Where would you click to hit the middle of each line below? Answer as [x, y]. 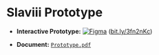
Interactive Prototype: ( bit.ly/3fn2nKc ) [84, 31]
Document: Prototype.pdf [54, 44]
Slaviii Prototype [55, 13]
